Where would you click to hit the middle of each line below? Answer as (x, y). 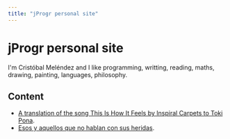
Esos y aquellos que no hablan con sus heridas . (86, 128)
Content (26, 96)
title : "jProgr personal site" (53, 14)
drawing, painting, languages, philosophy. (68, 74)
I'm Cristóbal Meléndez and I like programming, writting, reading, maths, (111, 67)
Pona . (26, 121)
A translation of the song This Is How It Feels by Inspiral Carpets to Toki (120, 113)
